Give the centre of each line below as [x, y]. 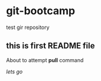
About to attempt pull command [45, 60]
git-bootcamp [41, 11]
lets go [14, 72]
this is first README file [50, 46]
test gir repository [28, 27]
